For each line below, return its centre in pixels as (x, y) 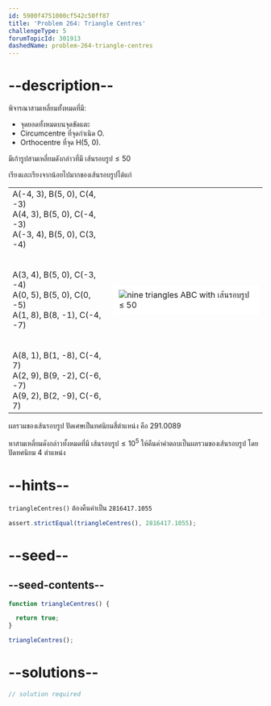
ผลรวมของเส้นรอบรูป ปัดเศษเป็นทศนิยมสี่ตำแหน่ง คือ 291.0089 (95, 426)
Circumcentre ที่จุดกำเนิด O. (62, 133)
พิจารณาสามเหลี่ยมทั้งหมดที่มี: (47, 108)
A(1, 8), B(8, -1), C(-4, (57, 315)
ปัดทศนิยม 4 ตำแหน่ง (37, 452)
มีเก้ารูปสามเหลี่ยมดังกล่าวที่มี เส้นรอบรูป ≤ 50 (70, 159)
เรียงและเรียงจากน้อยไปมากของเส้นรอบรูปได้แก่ (70, 175)
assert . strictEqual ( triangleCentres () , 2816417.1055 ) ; (102, 523)
